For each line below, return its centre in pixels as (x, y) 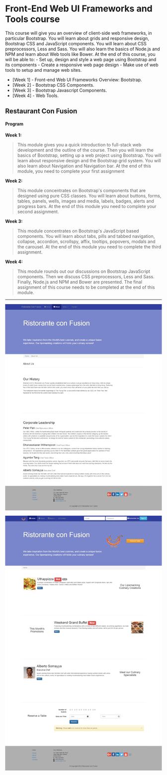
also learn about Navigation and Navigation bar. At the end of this (84, 166)
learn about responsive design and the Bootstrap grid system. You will (89, 160)
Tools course (33, 19)
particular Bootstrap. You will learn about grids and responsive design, (77, 38)
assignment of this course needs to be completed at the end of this (86, 287)
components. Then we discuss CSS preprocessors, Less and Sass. (86, 276)
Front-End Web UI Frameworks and (79, 9)
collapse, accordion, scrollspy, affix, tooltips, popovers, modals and (86, 241)
